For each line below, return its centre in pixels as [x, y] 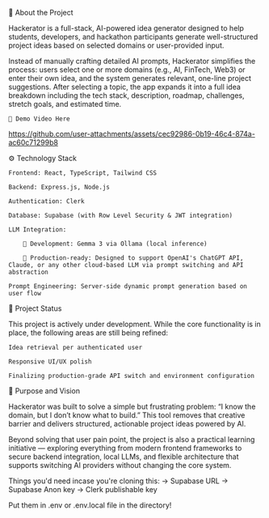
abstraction [28, 272]
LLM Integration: [38, 230]
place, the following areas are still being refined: [88, 333]
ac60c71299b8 [34, 142]
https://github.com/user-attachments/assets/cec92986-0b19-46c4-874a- [132, 134]
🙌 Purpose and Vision [44, 391]
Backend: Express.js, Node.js [59, 187]
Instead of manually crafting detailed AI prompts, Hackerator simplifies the [132, 61]
